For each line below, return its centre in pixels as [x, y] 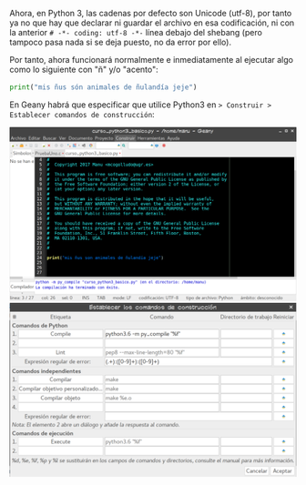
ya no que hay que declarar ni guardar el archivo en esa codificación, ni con [152, 23]
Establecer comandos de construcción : [82, 114]
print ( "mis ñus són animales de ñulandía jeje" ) [103, 87]
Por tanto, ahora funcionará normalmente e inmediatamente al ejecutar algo [152, 60]
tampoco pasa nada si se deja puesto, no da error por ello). [121, 42]
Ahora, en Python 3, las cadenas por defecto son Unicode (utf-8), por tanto [151, 13]
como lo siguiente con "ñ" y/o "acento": [84, 69]
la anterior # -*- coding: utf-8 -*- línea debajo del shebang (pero [136, 32]
